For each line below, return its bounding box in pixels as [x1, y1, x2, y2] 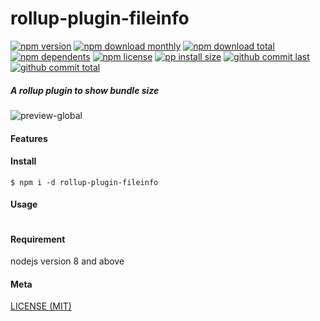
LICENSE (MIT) [10, 300, 72, 312]
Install [10, 155, 37, 167]
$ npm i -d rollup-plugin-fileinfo [10, 177, 159, 187]
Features [10, 132, 48, 144]
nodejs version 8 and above [10, 255, 125, 267]
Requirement [10, 233, 66, 245]
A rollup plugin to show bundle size [10, 84, 160, 96]
